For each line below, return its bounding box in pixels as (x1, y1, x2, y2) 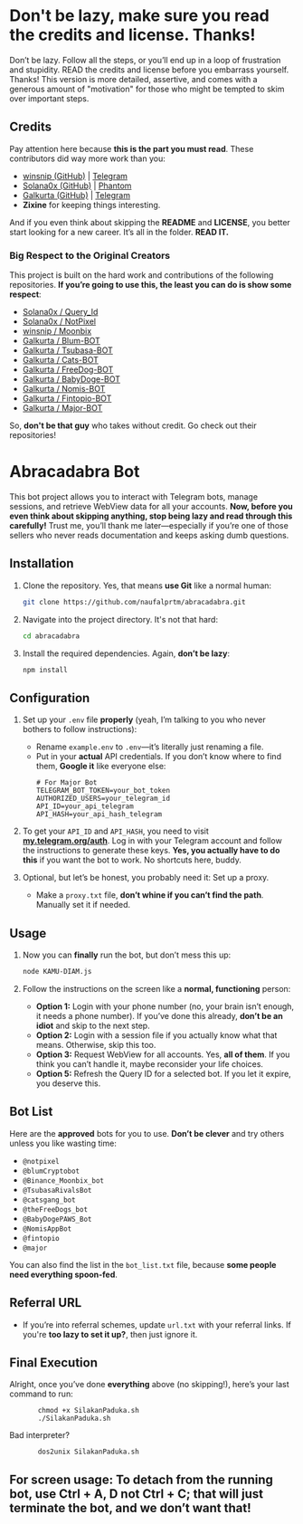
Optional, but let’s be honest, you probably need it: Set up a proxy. (22, 872, 270, 883)
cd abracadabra (22, 631, 80, 641)
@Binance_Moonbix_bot (22, 1176, 104, 1186)
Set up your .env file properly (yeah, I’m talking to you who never (22, 714, 266, 725)
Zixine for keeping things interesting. (22, 199, 161, 210)
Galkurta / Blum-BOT (22, 336, 101, 347)
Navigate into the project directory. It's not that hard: (22, 614, 219, 624)
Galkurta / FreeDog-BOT (22, 364, 114, 376)
